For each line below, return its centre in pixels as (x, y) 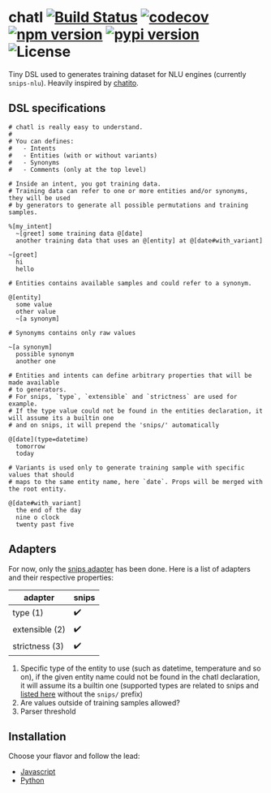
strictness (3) (38, 646)
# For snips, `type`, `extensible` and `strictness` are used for (123, 396)
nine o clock (38, 517)
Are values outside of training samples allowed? (100, 702)
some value (34, 304)
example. (23, 404)
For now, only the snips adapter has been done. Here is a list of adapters (130, 568)
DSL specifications (57, 108)
